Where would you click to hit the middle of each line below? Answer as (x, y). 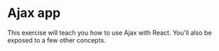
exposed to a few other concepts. (57, 40)
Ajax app (34, 13)
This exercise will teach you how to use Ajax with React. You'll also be (109, 33)
